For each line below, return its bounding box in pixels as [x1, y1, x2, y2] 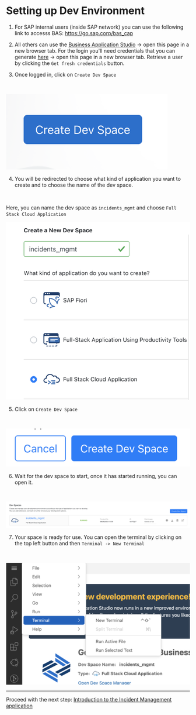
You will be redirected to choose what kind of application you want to [14, 175, 181, 182]
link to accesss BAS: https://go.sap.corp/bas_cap [14, 29, 133, 36]
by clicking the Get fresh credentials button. [14, 60, 125, 67]
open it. [14, 479, 33, 486]
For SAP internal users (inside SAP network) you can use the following [14, 23, 184, 30]
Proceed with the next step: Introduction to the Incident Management [6, 696, 172, 703]
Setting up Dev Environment [6, 4, 145, 18]
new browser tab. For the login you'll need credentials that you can [14, 47, 176, 54]
